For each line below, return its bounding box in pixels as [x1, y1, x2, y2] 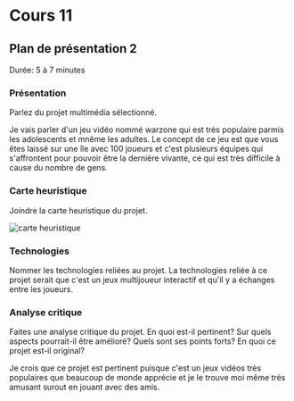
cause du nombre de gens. [9, 163, 109, 173]
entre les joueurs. [9, 283, 74, 295]
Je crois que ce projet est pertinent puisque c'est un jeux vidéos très [9, 363, 262, 373]
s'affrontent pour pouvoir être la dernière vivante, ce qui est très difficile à [9, 153, 281, 163]
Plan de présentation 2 [9, 41, 137, 56]
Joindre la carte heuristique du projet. [9, 205, 148, 215]
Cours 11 [9, 5, 73, 26]
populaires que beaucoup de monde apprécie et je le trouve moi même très [9, 372, 286, 383]
